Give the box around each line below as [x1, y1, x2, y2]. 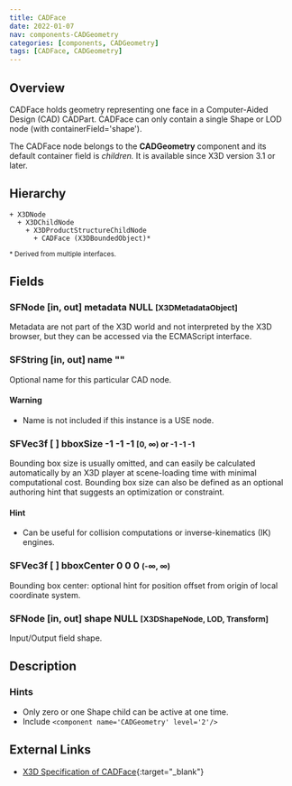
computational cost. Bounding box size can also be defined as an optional [9, 477, 284, 488]
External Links [9, 742, 92, 758]
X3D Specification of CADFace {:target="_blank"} [22, 766, 205, 777]
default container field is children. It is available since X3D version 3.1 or [9, 150, 276, 161]
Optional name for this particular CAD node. [9, 374, 172, 384]
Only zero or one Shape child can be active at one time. [22, 706, 229, 717]
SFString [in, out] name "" [9, 354, 125, 366]
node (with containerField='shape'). [9, 123, 142, 134]
